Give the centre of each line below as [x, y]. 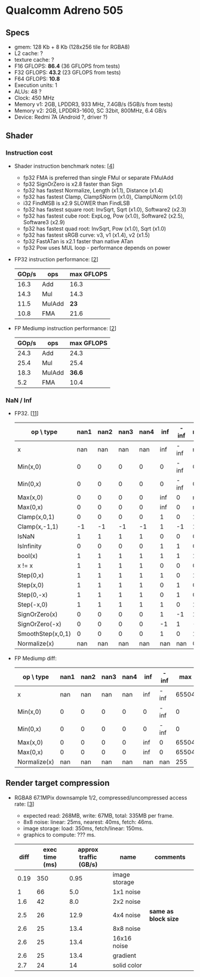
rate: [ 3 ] [24, 804]
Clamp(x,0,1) [36, 517]
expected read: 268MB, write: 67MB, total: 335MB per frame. [99, 815]
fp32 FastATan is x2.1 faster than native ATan [78, 241]
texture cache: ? [34, 60]
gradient [124, 955]
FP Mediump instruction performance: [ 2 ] [65, 328]
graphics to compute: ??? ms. [59, 834]
